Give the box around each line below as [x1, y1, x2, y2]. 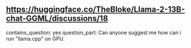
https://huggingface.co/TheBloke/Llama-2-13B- [6, 5, 185, 14]
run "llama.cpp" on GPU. [6, 35, 65, 42]
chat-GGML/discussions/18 [6, 14, 108, 24]
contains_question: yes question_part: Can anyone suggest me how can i [6, 29, 182, 36]
